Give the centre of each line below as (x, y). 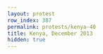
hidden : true (26, 40)
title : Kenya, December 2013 (50, 33)
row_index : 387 (30, 20)
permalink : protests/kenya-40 (52, 27)
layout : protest (31, 14)
